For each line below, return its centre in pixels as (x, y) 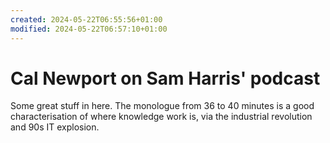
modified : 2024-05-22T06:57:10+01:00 (89, 29)
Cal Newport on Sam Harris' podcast (165, 78)
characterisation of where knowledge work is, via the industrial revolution (161, 117)
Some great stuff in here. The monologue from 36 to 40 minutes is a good (162, 106)
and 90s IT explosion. (55, 127)
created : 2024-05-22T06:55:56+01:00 (86, 19)
